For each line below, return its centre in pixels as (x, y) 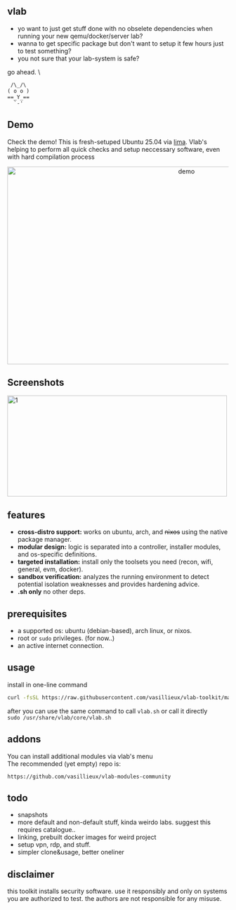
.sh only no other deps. (51, 592)
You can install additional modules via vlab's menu (80, 756)
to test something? (44, 51)
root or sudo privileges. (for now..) (66, 638)
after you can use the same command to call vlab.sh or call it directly (107, 711)
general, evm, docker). (50, 569)
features (26, 515)
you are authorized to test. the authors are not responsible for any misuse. (114, 899)
